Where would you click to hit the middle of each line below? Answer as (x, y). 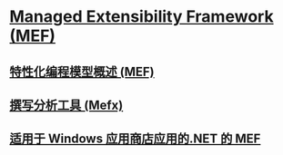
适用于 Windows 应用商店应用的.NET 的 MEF (135, 139)
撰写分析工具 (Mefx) (66, 105)
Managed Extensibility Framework (142, 17)
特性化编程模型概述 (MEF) (82, 71)
